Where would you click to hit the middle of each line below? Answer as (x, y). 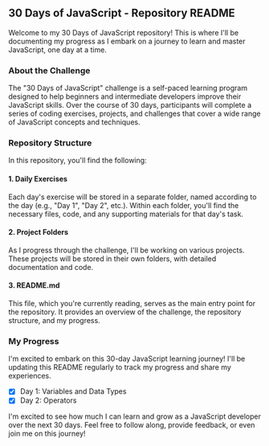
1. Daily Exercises (38, 179)
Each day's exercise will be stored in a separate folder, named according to (132, 197)
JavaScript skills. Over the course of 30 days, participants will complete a (130, 105)
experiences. (30, 376)
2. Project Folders (39, 232)
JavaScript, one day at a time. (57, 49)
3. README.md (34, 285)
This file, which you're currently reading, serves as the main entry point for (132, 304)
